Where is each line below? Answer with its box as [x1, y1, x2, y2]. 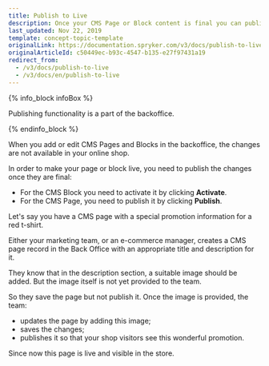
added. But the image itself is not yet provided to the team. [8, 276, 202, 286]
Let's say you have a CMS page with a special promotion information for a [8, 211, 252, 221]
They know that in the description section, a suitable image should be [8, 268, 238, 277]
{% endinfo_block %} [8, 124, 79, 133]
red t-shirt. [8, 220, 44, 229]
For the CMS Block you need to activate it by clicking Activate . [19, 187, 227, 197]
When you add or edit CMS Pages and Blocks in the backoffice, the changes [8, 139, 260, 149]
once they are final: [8, 172, 72, 181]
